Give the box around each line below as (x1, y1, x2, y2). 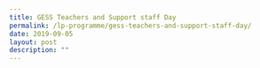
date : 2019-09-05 (9, 29, 74, 38)
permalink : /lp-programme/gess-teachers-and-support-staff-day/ (9, 21, 252, 30)
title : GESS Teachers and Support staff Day (9, 12, 177, 22)
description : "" (9, 46, 69, 55)
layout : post (9, 37, 58, 47)
